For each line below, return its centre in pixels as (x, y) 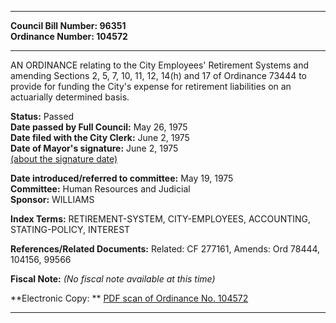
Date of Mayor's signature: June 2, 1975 (94, 148)
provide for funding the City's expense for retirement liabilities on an (151, 86)
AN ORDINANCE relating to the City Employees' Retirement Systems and (159, 65)
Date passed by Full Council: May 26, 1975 (99, 127)
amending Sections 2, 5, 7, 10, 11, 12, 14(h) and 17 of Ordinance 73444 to (159, 75)
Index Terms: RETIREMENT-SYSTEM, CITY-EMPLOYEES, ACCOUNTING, (161, 219)
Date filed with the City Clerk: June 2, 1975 (100, 137)
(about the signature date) (64, 159)
